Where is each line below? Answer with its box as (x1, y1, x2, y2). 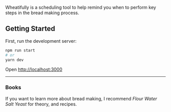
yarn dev (5, 57, 24, 63)
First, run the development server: (5, 38, 77, 44)
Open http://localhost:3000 (5, 66, 63, 73)
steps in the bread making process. (5, 10, 79, 16)
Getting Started (5, 24, 55, 33)
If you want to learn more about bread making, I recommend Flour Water (5, 95, 157, 101)
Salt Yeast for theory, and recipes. (5, 101, 77, 107)
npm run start (5, 48, 36, 53)
